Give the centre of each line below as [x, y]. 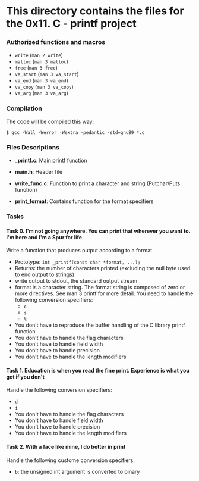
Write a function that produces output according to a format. [80, 251]
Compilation [24, 108]
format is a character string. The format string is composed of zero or [100, 288]
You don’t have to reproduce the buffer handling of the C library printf [100, 325]
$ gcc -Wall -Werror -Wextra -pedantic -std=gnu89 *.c [75, 132]
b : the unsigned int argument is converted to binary [77, 471]
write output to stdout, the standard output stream [76, 281]
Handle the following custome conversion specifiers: [70, 460]
